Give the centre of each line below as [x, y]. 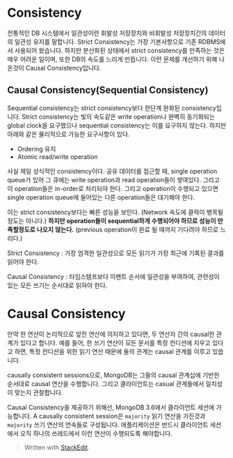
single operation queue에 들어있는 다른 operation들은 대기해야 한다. [101, 197]
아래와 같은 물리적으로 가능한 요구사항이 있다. [69, 134]
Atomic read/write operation [58, 157]
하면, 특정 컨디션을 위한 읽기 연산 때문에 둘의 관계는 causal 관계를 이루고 [112, 351]
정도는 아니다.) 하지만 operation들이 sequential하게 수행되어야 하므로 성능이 [112, 220]
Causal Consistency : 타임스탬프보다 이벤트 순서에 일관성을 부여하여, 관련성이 [114, 276]
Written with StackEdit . [57, 447]
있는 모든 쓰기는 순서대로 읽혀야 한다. [57, 285]
